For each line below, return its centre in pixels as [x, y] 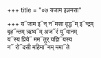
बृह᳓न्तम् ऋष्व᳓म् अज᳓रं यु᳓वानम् [42, 31]
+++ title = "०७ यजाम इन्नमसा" [44, 10]
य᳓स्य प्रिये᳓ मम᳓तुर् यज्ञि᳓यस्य [40, 39]
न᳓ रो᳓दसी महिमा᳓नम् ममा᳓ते [38, 47]
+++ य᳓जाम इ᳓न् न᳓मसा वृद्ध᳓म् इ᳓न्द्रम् [50, 24]
